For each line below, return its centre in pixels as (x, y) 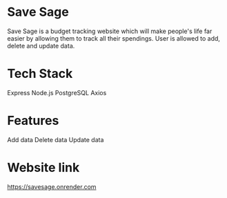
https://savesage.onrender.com (52, 186)
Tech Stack (40, 74)
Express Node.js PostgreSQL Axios (57, 92)
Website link (43, 168)
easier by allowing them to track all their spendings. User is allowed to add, (114, 38)
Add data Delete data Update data (56, 139)
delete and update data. (41, 46)
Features (33, 121)
